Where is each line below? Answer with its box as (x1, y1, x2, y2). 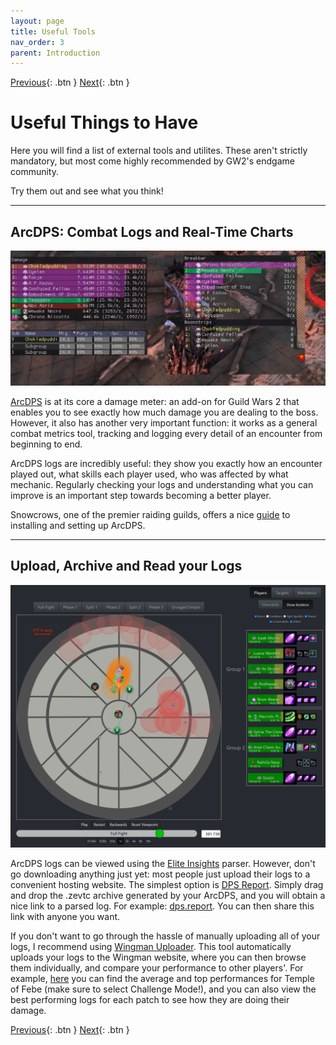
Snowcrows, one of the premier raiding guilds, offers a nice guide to (10, 509, 291, 521)
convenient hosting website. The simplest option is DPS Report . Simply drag (10, 879, 324, 891)
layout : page (10, 16, 65, 26)
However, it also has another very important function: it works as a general (10, 417, 318, 429)
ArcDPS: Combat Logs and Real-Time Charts (10, 223, 294, 240)
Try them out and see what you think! (10, 185, 164, 197)
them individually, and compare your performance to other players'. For (10, 962, 304, 974)
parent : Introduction (10, 48, 101, 58)
